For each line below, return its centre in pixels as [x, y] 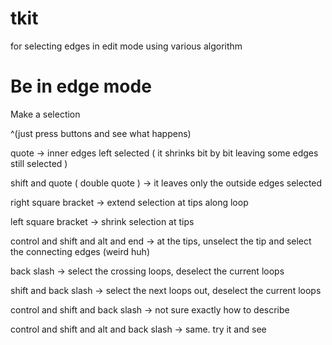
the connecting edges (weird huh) [80, 251]
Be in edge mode [81, 86]
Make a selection [45, 114]
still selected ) [39, 163]
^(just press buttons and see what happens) [101, 133]
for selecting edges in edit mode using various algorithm [126, 46]
